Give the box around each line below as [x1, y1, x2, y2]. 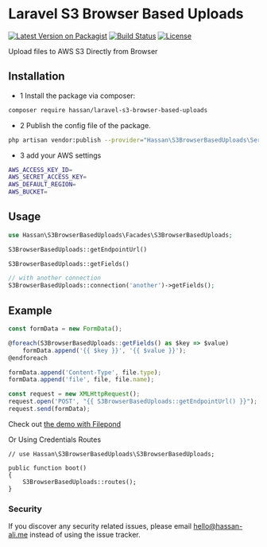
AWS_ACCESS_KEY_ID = [8, 166, 73, 174]
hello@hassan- [193, 522, 243, 531]
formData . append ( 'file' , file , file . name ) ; [8, 376, 155, 384]
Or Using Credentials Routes [8, 435, 102, 444]
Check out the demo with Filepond [8, 419, 122, 428]
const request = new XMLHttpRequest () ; [8, 390, 141, 398]
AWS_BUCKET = [8, 188, 48, 196]
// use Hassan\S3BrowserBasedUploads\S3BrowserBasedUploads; [8, 450, 215, 458]
